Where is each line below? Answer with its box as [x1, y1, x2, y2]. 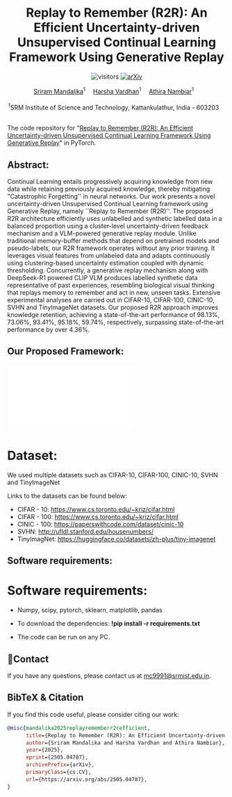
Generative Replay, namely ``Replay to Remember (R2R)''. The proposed [7, 207, 213, 215]
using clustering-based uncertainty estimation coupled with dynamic [7, 259, 204, 268]
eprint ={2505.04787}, [25, 754, 89, 761]
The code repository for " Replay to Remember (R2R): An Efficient [7, 124, 193, 132]
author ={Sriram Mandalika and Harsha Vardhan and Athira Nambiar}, [25, 739, 226, 746]
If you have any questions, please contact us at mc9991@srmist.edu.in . [7, 671, 211, 680]
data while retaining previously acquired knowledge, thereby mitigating [7, 185, 210, 193]
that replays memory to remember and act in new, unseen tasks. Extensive [7, 288, 221, 297]
